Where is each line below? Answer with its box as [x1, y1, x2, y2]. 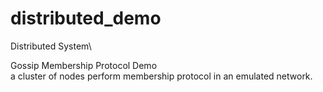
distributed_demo [10, 7, 162, 30]
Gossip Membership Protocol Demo [10, 59, 158, 71]
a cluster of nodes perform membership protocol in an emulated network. [10, 70, 313, 82]
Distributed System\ [10, 40, 92, 52]
